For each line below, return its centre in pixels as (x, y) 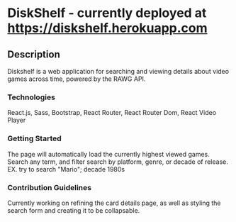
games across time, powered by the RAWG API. (77, 79)
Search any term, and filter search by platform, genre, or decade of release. (118, 162)
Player (17, 120)
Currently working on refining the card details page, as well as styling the (114, 203)
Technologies (31, 97)
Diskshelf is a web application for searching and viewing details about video (118, 71)
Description (34, 54)
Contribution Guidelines (50, 187)
